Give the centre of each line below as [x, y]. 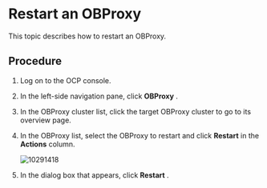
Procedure [35, 61]
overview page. [46, 120]
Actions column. [47, 144]
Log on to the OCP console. [65, 80]
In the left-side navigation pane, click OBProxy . [99, 96]
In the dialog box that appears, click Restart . [95, 175]
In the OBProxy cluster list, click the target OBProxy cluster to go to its [135, 111]
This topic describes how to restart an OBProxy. [87, 36]
